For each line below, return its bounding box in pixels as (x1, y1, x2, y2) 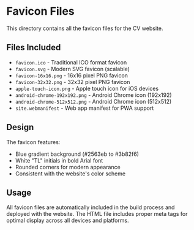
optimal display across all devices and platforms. (6, 217, 130, 224)
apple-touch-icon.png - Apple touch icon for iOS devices (15, 85, 159, 92)
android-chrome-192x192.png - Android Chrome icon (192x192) (15, 91, 173, 99)
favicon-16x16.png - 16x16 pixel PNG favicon (15, 72, 129, 79)
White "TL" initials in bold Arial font (15, 156, 103, 164)
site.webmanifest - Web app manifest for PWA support (15, 104, 154, 112)
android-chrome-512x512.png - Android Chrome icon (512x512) (15, 98, 172, 105)
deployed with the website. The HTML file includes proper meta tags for (6, 210, 188, 218)
